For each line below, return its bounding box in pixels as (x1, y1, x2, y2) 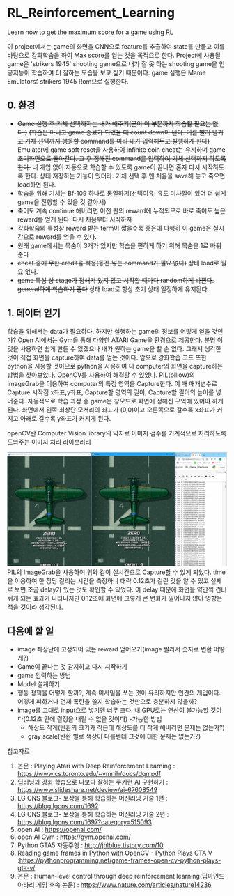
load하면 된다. (17, 180, 56, 189)
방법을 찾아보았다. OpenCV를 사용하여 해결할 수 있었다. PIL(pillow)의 (7, 371, 195, 379)
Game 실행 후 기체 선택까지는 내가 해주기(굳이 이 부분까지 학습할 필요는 (17, 119, 211, 128)
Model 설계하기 (17, 680, 61, 688)
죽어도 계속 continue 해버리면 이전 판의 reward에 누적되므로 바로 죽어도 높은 (17, 206, 226, 215)
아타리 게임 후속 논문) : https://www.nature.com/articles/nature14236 (17, 881, 212, 889)
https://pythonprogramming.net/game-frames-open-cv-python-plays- (19, 856, 221, 865)
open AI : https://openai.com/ (17, 826, 102, 834)
